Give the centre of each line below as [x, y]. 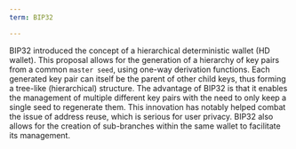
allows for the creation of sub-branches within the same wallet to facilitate [145, 126]
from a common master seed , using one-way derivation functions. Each [140, 69]
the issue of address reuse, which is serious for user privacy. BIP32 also [141, 116]
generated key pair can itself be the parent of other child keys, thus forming [148, 78]
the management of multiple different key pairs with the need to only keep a [148, 98]
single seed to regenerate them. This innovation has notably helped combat [148, 106]
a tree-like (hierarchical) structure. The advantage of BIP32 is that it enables [148, 88]
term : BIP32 [31, 17]
